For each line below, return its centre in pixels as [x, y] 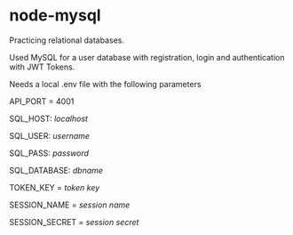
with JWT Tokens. [42, 67]
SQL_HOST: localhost [49, 118]
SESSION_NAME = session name [70, 205]
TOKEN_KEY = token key [55, 187]
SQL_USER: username [50, 135]
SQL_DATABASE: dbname [56, 170]
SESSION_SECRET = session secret [74, 222]
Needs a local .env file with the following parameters [105, 84]
